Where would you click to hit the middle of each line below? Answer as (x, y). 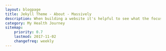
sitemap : (14, 28)
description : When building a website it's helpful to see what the (77, 18)
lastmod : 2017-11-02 (35, 37)
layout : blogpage (23, 9)
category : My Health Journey (35, 23)
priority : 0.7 (28, 32)
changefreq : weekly (34, 41)
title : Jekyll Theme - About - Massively (48, 14)
